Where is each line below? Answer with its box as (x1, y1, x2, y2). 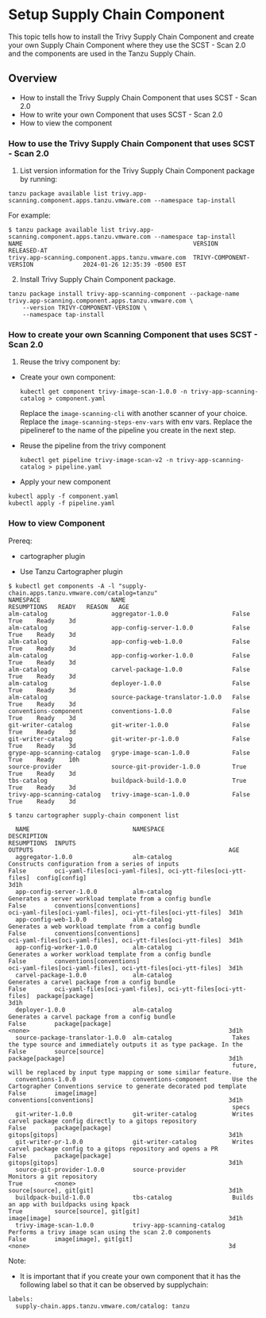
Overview (8, 71, 58, 85)
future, (232, 1062, 258, 1069)
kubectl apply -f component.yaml (8, 492, 119, 501)
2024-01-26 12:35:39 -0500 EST (83, 260, 187, 269)
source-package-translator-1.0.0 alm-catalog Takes (15, 1034, 250, 1042)
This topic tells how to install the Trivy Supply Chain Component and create (8, 32, 255, 41)
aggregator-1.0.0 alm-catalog (15, 853, 172, 861)
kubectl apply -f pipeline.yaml (8, 499, 115, 507)
